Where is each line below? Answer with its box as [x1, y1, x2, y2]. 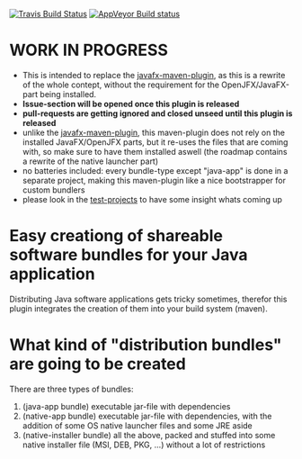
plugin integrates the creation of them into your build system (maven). [9, 302, 268, 314]
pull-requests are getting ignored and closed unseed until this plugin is [22, 108, 293, 119]
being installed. [40, 88, 97, 99]
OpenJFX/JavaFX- [221, 79, 290, 90]
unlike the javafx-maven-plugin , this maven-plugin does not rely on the [22, 127, 286, 138]
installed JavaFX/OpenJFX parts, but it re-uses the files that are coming [22, 136, 289, 148]
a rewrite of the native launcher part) [22, 156, 159, 166]
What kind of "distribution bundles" [9, 335, 282, 355]
